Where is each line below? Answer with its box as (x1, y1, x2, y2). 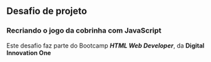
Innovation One (6, 48, 52, 57)
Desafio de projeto (6, 5, 87, 17)
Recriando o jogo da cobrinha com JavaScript (6, 26, 162, 35)
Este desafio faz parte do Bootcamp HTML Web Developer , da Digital (6, 41, 205, 50)
